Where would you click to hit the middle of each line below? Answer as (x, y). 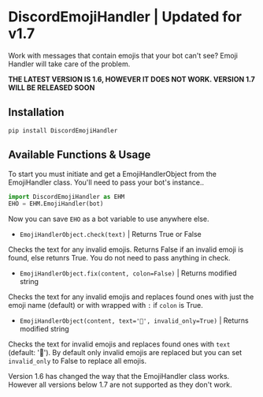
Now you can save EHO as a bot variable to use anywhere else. (109, 219)
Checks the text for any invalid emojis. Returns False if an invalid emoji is (126, 249)
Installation (36, 112)
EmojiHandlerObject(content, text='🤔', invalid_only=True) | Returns (134, 320)
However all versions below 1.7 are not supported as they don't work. (120, 385)
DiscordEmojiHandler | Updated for (125, 17)
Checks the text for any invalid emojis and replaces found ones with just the (131, 297)
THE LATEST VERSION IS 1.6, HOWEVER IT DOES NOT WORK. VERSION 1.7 (132, 79)
